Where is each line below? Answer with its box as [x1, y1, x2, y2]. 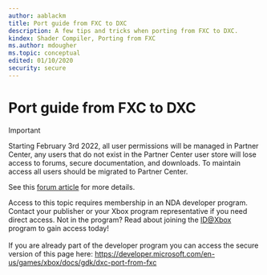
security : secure [8, 64, 67, 72]
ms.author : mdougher [8, 42, 78, 50]
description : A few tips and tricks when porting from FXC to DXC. [8, 27, 239, 35]
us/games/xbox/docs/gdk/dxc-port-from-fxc [8, 257, 157, 267]
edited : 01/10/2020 [8, 57, 74, 65]
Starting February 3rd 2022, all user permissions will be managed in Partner [8, 141, 259, 150]
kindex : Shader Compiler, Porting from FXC [8, 34, 156, 43]
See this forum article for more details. [8, 182, 136, 191]
